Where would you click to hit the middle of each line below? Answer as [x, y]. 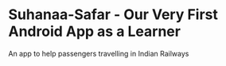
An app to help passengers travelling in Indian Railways [99, 53]
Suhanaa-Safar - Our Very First [113, 15]
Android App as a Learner [95, 31]
